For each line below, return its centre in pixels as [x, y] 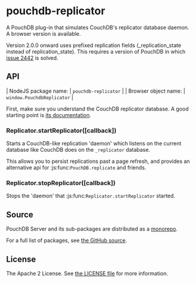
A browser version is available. [44, 33]
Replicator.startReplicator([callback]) [61, 130]
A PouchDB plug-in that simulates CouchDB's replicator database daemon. [98, 27]
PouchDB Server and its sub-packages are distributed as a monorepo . [92, 229]
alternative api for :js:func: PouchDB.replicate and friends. [76, 168]
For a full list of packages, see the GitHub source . [67, 240]
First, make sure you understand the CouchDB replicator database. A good [97, 109]
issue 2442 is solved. [32, 58]
